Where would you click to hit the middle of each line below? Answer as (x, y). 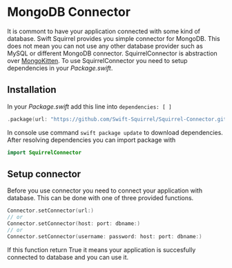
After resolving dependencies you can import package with (91, 140)
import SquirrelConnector (44, 152)
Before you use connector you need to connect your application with (105, 190)
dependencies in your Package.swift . (60, 68)
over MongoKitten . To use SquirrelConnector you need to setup (97, 60)
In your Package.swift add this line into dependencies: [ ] (89, 106)
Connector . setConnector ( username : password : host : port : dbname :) (105, 236)
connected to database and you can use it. (68, 257)
